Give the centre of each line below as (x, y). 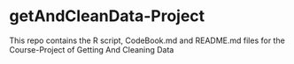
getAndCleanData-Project (107, 16)
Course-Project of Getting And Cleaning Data (92, 49)
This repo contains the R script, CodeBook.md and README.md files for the (147, 40)
